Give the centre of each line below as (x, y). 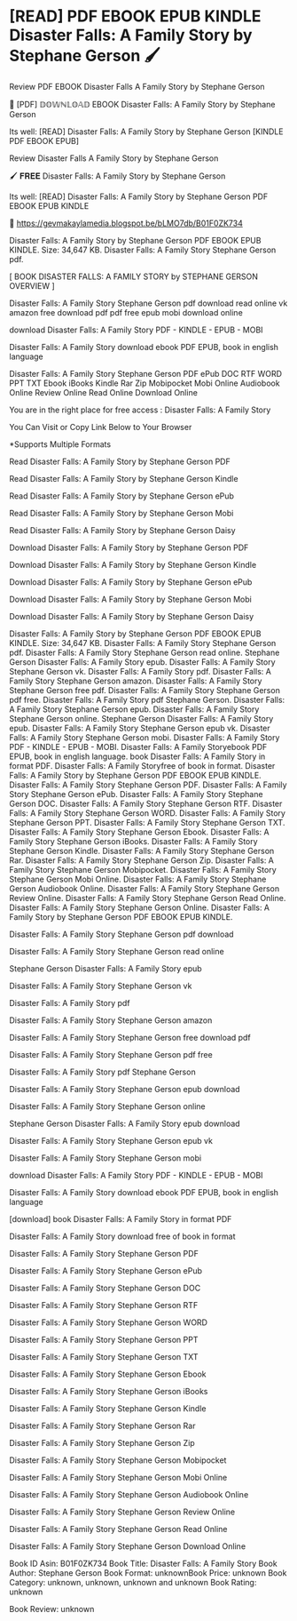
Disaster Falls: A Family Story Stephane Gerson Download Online (128, 1546)
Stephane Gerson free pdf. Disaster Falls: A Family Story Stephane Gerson (145, 690)
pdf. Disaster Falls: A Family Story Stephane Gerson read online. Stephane (145, 652)
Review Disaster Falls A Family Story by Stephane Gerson (114, 158)
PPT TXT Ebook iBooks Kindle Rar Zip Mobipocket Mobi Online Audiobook (145, 383)
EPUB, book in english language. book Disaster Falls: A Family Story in (137, 756)
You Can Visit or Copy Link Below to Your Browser (101, 427)
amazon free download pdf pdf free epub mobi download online (126, 312)
